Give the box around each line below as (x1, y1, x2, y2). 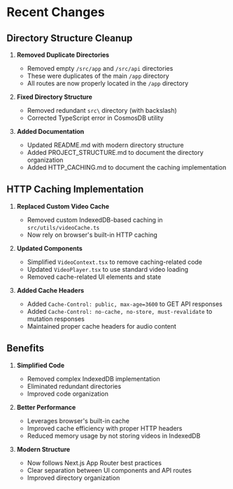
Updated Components (16, 244, 83, 252)
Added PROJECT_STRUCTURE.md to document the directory (27, 149, 204, 156)
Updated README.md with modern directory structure (27, 141, 184, 149)
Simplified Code (16, 361, 65, 369)
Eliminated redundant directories (27, 382, 122, 390)
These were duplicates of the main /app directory (27, 71, 169, 80)
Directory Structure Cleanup (6, 32, 133, 44)
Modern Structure (16, 445, 71, 453)
